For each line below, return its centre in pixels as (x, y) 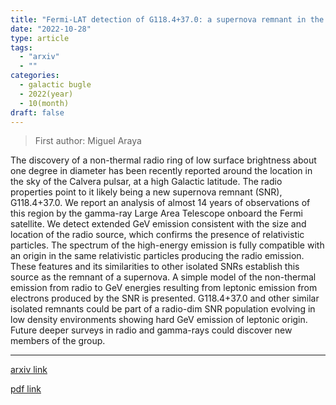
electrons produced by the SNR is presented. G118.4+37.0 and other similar (165, 298)
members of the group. (58, 341)
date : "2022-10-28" (51, 29)
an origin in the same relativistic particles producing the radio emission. (157, 256)
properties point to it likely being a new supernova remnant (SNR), (146, 192)
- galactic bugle (55, 85)
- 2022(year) (46, 94)
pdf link (26, 389)
